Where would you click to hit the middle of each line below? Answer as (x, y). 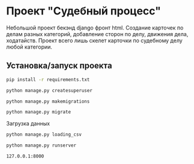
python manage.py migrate (38, 112)
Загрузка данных (28, 124)
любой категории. (29, 47)
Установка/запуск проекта (59, 66)
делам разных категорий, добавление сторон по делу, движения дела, (97, 34)
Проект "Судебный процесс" (83, 11)
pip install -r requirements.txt (48, 79)
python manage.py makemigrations (48, 101)
